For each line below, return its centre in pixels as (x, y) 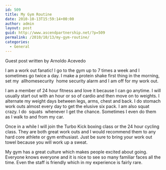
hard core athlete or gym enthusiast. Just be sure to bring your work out (79, 137)
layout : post (19, 28)
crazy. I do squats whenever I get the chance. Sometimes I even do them (81, 112)
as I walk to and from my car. (35, 116)
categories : (17, 42)
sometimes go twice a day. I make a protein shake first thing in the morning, (83, 75)
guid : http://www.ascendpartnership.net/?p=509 (55, 33)
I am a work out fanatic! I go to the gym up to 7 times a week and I (72, 70)
